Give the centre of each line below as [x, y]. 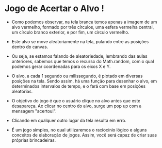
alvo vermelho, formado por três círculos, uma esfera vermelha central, [83, 27]
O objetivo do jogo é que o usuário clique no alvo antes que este [76, 100]
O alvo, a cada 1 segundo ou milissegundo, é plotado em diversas [77, 76]
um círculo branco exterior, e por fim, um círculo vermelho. [70, 32]
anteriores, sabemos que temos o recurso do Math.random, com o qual [83, 61]
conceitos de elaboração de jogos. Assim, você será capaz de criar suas [84, 135]
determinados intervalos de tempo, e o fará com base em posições [79, 86]
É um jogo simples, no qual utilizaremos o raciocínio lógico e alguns [79, 130]
